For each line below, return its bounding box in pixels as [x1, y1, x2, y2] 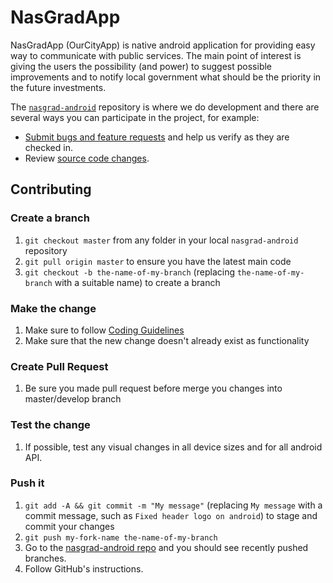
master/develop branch [24, 393, 122, 405]
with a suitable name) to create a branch [54, 276, 221, 288]
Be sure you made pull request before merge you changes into [24, 382, 283, 395]
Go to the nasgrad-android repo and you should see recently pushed [24, 541, 309, 553]
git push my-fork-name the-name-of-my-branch [24, 532, 218, 543]
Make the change [10, 301, 97, 315]
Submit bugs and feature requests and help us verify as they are [24, 131, 290, 143]
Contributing [10, 181, 92, 198]
